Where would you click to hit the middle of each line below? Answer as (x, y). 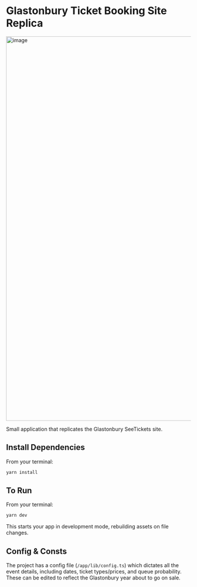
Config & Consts (37, 551)
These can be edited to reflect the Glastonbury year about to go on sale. (93, 578)
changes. (17, 533)
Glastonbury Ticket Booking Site (86, 11)
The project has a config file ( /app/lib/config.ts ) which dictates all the (92, 565)
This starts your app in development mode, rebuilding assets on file (87, 527)
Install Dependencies (45, 447)
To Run (19, 491)
